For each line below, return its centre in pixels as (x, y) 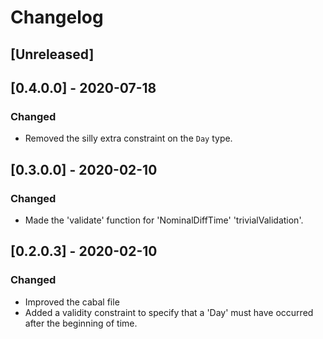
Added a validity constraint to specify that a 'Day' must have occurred (169, 312)
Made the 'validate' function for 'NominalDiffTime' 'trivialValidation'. (164, 220)
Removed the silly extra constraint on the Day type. (128, 138)
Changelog (57, 17)
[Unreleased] (52, 54)
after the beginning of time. (81, 323)
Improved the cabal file (72, 302)
